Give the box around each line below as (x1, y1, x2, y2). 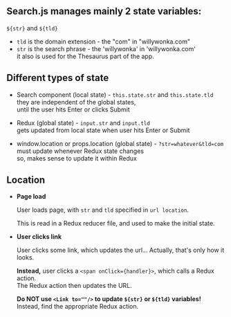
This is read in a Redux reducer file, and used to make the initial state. (16, 219, 215, 228)
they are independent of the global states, (16, 98, 136, 106)
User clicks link (16, 233, 62, 241)
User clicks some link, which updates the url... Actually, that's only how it (16, 246, 225, 255)
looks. (16, 253, 35, 262)
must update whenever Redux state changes (16, 147, 145, 155)
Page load (16, 192, 46, 201)
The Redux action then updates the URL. (16, 282, 132, 290)
